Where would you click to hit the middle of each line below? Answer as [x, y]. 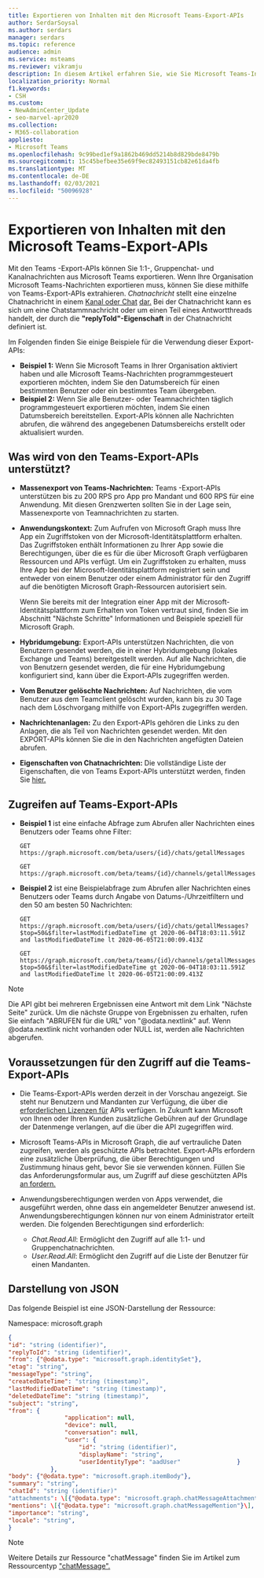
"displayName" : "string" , [121, 1455]
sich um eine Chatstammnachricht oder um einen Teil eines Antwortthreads [130, 310]
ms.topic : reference [42, 45]
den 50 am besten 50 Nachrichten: [76, 905]
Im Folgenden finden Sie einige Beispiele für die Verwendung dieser [118, 342]
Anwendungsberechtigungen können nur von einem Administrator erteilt [137, 1216]
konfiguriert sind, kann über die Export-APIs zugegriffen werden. [124, 676]
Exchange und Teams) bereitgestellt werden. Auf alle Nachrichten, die [133, 659]
